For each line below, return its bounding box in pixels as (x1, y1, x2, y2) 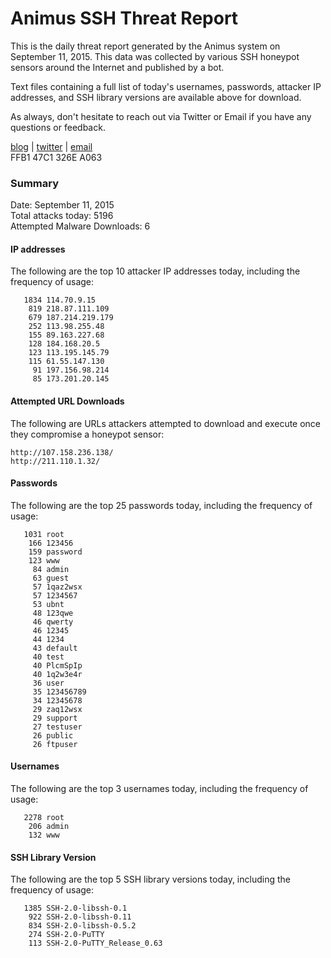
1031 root (23, 529, 65, 539)
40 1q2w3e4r (32, 669, 83, 679)
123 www (28, 555, 60, 566)
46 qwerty (32, 617, 74, 627)
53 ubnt (32, 599, 65, 609)
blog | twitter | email (10, 140, 93, 152)
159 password (28, 547, 83, 557)
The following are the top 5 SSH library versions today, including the (10, 873, 291, 886)
